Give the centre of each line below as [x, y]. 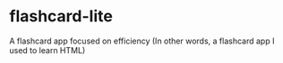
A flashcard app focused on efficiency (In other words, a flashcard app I [142, 41]
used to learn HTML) [47, 50]
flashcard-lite [61, 16]
